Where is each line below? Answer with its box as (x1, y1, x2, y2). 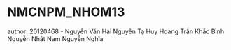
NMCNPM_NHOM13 (7, 4, 125, 20)
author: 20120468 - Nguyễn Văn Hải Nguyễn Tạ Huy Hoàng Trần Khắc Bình (7, 27, 225, 35)
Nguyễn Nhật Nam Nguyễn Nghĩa (7, 34, 104, 42)
